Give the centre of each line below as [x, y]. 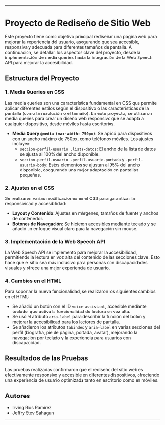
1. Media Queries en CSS [35, 92]
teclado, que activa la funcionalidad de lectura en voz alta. [71, 311]
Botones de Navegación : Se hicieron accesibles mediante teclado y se [84, 224]
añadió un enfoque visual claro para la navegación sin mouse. [75, 228]
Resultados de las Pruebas [47, 358]
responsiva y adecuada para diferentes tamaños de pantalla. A [68, 47]
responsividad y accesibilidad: [36, 203]
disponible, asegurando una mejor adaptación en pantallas [79, 170]
